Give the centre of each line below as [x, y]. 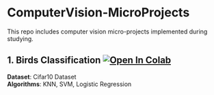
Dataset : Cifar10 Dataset [42, 77]
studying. [21, 38]
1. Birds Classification [54, 60]
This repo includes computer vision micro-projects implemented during [107, 31]
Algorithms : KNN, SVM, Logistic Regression [69, 84]
